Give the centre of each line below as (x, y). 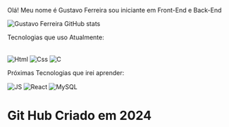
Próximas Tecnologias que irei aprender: (66, 72)
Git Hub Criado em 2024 (80, 115)
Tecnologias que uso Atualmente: (56, 37)
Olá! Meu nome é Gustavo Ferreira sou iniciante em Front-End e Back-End (114, 10)
